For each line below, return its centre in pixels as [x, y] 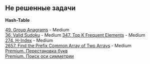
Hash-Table [17, 20]
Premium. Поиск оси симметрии [39, 56]
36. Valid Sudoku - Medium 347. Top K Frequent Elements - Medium [75, 35]
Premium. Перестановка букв [36, 51]
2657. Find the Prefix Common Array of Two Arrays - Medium [68, 45]
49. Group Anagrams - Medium [37, 30]
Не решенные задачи [40, 8]
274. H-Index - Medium [29, 40]
